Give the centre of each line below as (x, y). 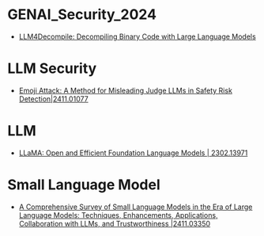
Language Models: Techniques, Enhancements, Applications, (118, 215)
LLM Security (52, 69)
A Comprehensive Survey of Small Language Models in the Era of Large (136, 207)
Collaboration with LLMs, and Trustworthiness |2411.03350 (115, 223)
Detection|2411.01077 (53, 99)
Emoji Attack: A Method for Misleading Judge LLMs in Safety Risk (125, 90)
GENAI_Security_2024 (82, 15)
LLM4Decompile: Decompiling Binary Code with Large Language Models (137, 36)
